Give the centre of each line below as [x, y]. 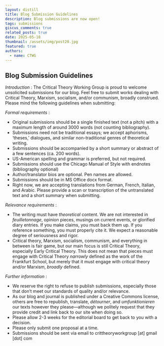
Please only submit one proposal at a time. [55, 328]
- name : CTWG [23, 55]
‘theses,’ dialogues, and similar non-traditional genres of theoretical [81, 138]
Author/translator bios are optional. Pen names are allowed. [72, 174]
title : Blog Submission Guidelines [42, 14]
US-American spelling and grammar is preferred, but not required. [79, 159]
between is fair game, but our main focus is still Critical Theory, [76, 246]
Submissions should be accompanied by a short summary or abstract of [85, 148]
